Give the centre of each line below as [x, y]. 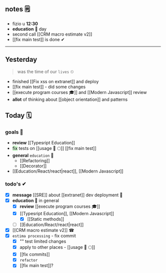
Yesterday [21, 60]
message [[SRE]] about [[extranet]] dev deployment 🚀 [67, 195]
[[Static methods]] [45, 219]
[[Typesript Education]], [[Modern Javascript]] [67, 213]
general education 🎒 [33, 155]
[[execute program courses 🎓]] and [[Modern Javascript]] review [80, 92]
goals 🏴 [14, 132]
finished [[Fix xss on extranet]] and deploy [55, 81]
